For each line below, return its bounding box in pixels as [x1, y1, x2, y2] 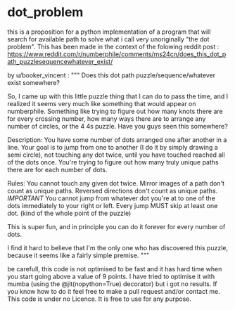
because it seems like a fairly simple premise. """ [7, 251, 150, 259]
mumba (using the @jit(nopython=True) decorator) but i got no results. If [7, 279, 217, 288]
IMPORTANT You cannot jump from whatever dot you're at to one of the [7, 194, 216, 202]
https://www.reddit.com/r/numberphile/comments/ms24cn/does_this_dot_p [7, 50, 227, 58]
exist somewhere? [7, 78, 60, 86]
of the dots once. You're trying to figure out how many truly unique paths [7, 157, 220, 166]
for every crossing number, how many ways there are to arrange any [7, 114, 206, 123]
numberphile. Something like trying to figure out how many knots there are [7, 107, 223, 115]
